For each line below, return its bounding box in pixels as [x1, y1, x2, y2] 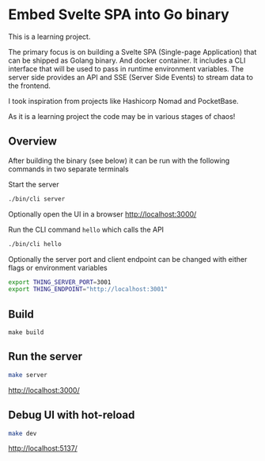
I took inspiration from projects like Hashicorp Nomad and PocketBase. [8, 96, 239, 106]
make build [8, 328, 44, 336]
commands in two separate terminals [8, 164, 129, 174]
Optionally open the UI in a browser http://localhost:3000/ [8, 209, 197, 219]
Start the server [8, 179, 59, 189]
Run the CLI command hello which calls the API [8, 225, 165, 234]
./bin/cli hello [8, 240, 62, 248]
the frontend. [8, 81, 51, 90]
